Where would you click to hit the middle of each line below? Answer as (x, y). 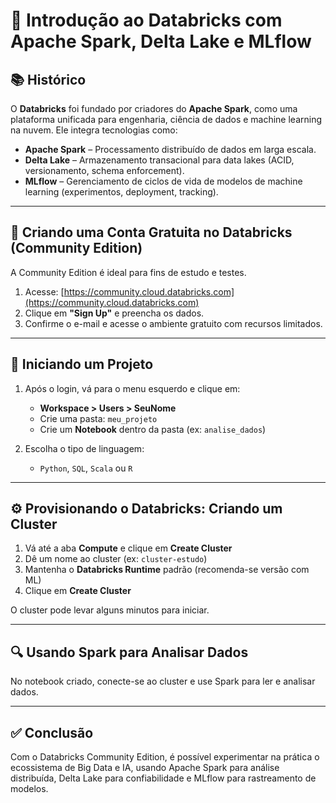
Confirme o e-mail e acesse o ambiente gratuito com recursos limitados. (173, 323)
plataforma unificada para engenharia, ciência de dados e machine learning (166, 119)
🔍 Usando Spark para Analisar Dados (129, 652)
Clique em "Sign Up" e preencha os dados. (114, 313)
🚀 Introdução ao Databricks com (146, 20)
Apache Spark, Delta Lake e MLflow (161, 41)
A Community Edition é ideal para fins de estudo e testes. (128, 272)
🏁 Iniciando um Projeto (82, 364)
